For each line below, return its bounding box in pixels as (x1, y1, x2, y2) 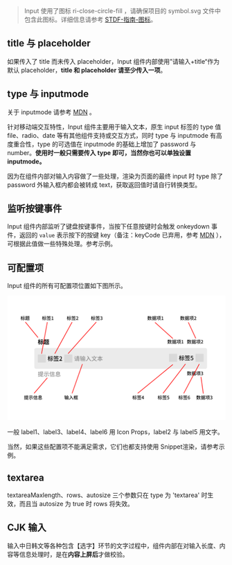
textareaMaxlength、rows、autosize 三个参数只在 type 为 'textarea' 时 (7, 491, 208, 499)
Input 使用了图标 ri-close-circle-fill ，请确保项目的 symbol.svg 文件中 (24, 7, 222, 15)
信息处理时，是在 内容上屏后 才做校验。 (19, 550, 129, 558)
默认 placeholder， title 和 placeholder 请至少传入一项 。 (7, 66, 167, 74)
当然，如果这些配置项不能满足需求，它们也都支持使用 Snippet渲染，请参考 (7, 442, 220, 451)
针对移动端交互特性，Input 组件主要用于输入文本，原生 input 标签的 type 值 (7, 123, 222, 131)
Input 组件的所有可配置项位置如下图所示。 (7, 282, 127, 290)
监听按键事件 (7, 203, 62, 215)
